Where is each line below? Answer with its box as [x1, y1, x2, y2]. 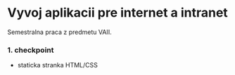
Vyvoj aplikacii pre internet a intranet [7, 5, 229, 21]
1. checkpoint [7, 45, 54, 55]
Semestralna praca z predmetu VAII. [7, 28, 112, 36]
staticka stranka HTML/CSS [17, 61, 99, 69]
